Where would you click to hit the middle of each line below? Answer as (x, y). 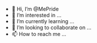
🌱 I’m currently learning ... (43, 21)
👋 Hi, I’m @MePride (35, 9)
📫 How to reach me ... (39, 34)
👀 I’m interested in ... (36, 15)
